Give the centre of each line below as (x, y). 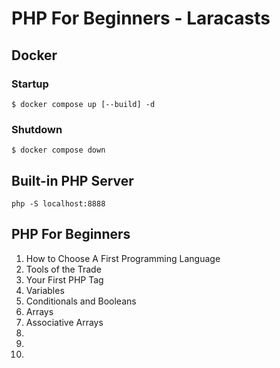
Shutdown (37, 129)
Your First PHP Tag (64, 279)
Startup (30, 84)
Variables (45, 290)
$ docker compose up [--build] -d (83, 104)
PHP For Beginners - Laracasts (141, 18)
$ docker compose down (58, 150)
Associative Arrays (64, 322)
